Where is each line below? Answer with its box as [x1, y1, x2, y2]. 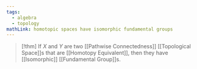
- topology [12, 20, 40, 26]
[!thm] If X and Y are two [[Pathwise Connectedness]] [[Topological [21, 43, 191, 50]
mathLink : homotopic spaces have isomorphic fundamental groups [6, 26, 173, 32]
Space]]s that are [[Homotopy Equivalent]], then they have [21, 49, 169, 57]
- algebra [12, 15, 37, 21]
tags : [6, 9, 20, 15]
